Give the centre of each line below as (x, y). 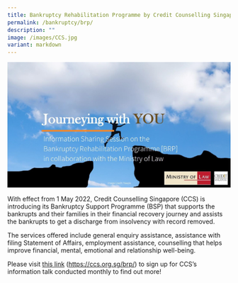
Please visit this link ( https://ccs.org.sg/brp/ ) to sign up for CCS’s (102, 264)
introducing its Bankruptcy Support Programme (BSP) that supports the (111, 206)
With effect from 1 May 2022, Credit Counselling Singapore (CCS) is (106, 199)
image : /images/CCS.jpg (42, 38)
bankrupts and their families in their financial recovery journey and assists (115, 214)
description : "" (31, 30)
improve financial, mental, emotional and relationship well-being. (102, 250)
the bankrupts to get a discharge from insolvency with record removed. (111, 222)
